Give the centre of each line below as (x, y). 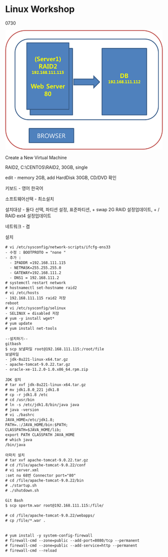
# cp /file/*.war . (25, 521)
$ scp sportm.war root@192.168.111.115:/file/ (54, 506)
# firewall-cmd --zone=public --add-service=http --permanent (71, 546)
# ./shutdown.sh (22, 491)
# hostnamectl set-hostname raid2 (41, 288)
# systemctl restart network (35, 283)
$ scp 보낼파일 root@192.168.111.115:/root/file (54, 349)
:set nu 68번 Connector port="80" (40, 476)
